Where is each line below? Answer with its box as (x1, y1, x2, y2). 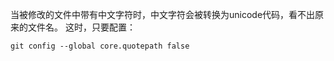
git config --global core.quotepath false (10, 41, 190, 51)
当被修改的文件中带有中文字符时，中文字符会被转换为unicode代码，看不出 (10, 9, 316, 20)
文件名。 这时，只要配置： (27, 21, 136, 33)
